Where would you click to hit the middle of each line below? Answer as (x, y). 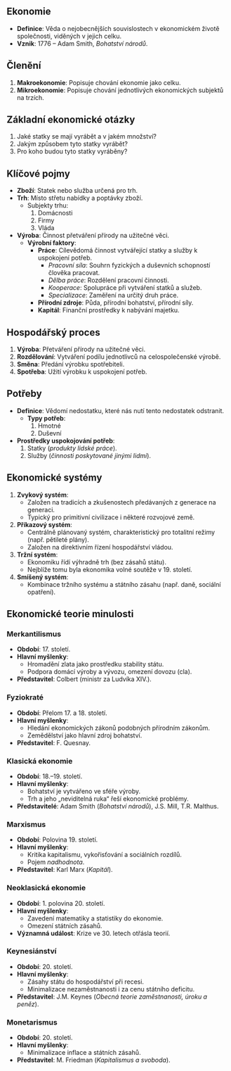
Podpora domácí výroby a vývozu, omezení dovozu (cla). (110, 672)
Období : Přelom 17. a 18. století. (62, 713)
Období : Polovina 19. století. (57, 839)
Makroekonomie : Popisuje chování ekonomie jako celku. (99, 82)
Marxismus (26, 824)
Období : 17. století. (44, 649)
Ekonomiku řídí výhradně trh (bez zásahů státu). (97, 562)
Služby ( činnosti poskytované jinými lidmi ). (89, 455)
